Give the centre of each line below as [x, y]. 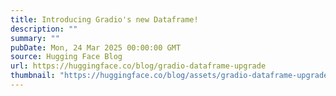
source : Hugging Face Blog [66, 57]
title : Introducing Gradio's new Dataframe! [104, 19]
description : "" [44, 29]
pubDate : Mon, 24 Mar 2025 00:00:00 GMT [96, 47]
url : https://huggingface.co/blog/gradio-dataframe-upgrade [138, 66]
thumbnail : [33, 76]
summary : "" [35, 38]
